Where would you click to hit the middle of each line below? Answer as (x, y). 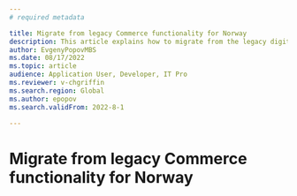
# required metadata (47, 17)
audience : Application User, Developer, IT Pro (99, 75)
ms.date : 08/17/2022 (47, 58)
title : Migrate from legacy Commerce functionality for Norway (128, 33)
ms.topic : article (43, 66)
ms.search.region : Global (57, 90)
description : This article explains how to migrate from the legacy (138, 41)
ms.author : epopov (43, 99)
